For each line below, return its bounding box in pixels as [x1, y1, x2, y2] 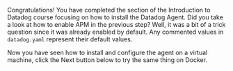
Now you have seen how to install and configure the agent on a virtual [7, 48, 208, 57]
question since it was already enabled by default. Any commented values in [7, 28, 224, 36]
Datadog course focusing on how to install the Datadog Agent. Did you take [7, 13, 224, 21]
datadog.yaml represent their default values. [7, 35, 133, 43]
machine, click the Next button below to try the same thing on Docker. [7, 56, 207, 64]
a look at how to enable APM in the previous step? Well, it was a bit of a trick [7, 21, 226, 28]
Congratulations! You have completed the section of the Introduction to [7, 6, 211, 14]
